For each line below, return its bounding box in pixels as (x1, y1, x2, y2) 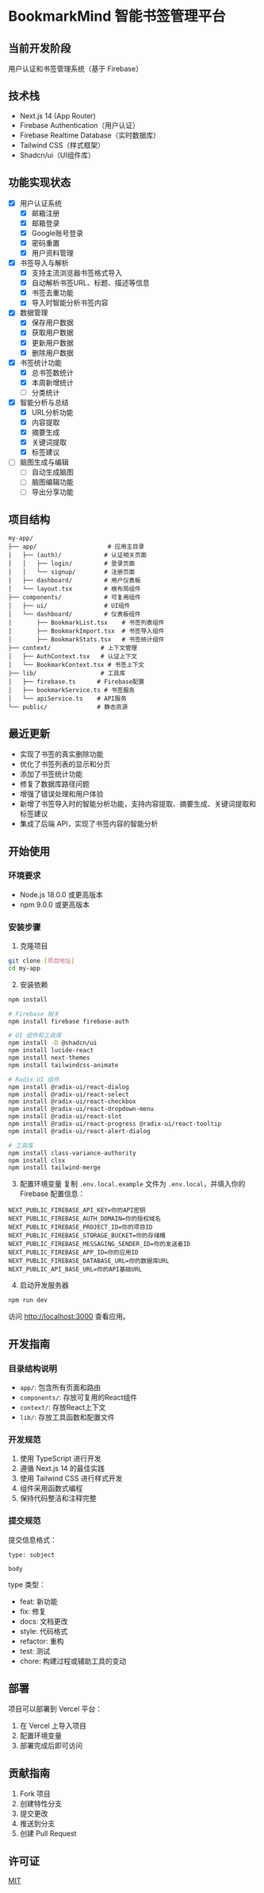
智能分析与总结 (19, 397, 69, 407)
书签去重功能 (31, 288, 74, 298)
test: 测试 (19, 1646, 51, 1655)
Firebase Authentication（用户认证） (19, 120, 140, 130)
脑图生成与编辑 (19, 458, 69, 467)
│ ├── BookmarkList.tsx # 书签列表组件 (8, 619, 165, 627)
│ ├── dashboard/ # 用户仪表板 (8, 577, 141, 585)
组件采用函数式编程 (19, 1484, 83, 1493)
